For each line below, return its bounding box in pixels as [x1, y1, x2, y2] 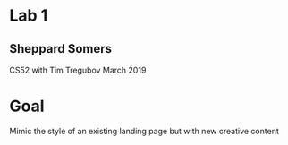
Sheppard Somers [9, 41, 113, 56]
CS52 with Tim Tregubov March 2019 [9, 64, 147, 75]
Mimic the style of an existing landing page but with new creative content [9, 125, 279, 136]
